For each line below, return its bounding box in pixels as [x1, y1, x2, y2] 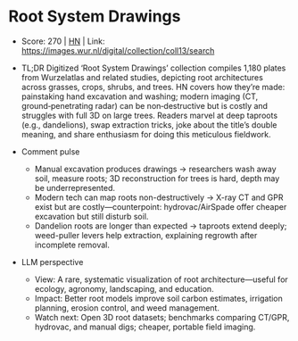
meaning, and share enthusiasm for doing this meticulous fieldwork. [21, 129, 271, 139]
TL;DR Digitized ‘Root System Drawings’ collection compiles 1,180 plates [21, 62, 286, 73]
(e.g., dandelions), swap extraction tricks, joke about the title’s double [21, 119, 277, 130]
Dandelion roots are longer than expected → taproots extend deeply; [34, 220, 287, 231]
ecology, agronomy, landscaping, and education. [34, 283, 215, 294]
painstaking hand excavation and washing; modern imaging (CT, [21, 91, 259, 102]
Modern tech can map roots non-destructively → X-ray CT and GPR [34, 192, 284, 203]
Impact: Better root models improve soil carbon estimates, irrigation [34, 293, 283, 304]
